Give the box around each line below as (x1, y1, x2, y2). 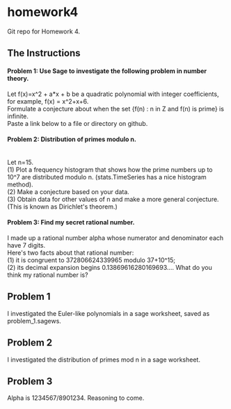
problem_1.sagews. (7, 316, 61, 325)
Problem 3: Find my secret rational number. (7, 218, 135, 227)
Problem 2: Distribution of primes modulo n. (7, 135, 137, 143)
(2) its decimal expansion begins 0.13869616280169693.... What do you (7, 263, 212, 271)
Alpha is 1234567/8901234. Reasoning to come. (7, 394, 145, 402)
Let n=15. (7, 158, 33, 166)
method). (7, 180, 33, 189)
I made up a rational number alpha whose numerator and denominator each (7, 234, 224, 242)
